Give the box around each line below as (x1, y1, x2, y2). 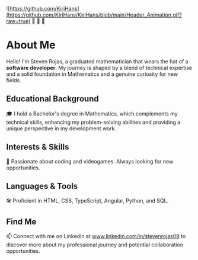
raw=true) (6, 18, 31, 24)
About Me (6, 38, 56, 52)
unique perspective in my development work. (6, 124, 117, 132)
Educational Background (6, 94, 99, 104)
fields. (6, 76, 22, 84)
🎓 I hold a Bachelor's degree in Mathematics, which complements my (6, 110, 178, 117)
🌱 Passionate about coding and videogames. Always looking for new (6, 158, 174, 165)
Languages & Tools (6, 181, 78, 191)
